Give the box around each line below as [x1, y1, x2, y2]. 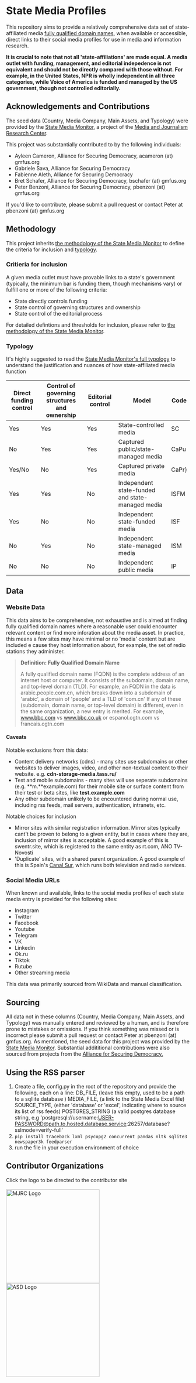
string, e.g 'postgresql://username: [14, 1114, 99, 1121]
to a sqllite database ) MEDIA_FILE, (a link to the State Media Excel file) [14, 1095, 185, 1102]
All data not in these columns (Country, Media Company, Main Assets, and [6, 1013, 185, 1020]
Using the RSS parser [6, 1067, 85, 1077]
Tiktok [14, 957, 30, 964]
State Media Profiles [6, 4, 107, 18]
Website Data [6, 603, 45, 611]
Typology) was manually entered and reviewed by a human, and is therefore [6, 1019, 189, 1026]
